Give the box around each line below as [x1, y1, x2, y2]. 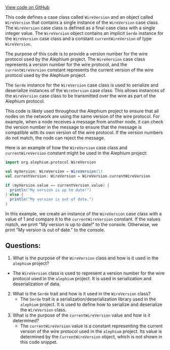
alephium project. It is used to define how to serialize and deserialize [20, 301, 163, 308]
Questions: [5, 241, 41, 250]
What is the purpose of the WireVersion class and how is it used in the [12, 255, 158, 261]
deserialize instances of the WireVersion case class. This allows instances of [5, 88, 165, 93]
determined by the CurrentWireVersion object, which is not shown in [20, 333, 163, 339]
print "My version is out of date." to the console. [5, 227, 105, 233]
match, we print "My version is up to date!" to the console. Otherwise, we [5, 222, 158, 227]
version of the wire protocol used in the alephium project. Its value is [20, 328, 162, 334]
